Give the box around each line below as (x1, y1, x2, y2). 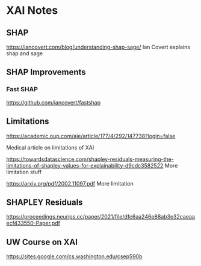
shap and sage (6, 50, 43, 57)
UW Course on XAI (6, 237, 78, 247)
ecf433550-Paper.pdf (6, 220, 60, 227)
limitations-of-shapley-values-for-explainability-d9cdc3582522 (6, 162, 164, 169)
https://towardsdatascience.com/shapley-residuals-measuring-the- (6, 156, 175, 163)
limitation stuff (6, 168, 42, 175)
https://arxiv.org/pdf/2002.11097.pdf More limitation (6, 180, 134, 187)
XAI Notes (6, 4, 58, 17)
